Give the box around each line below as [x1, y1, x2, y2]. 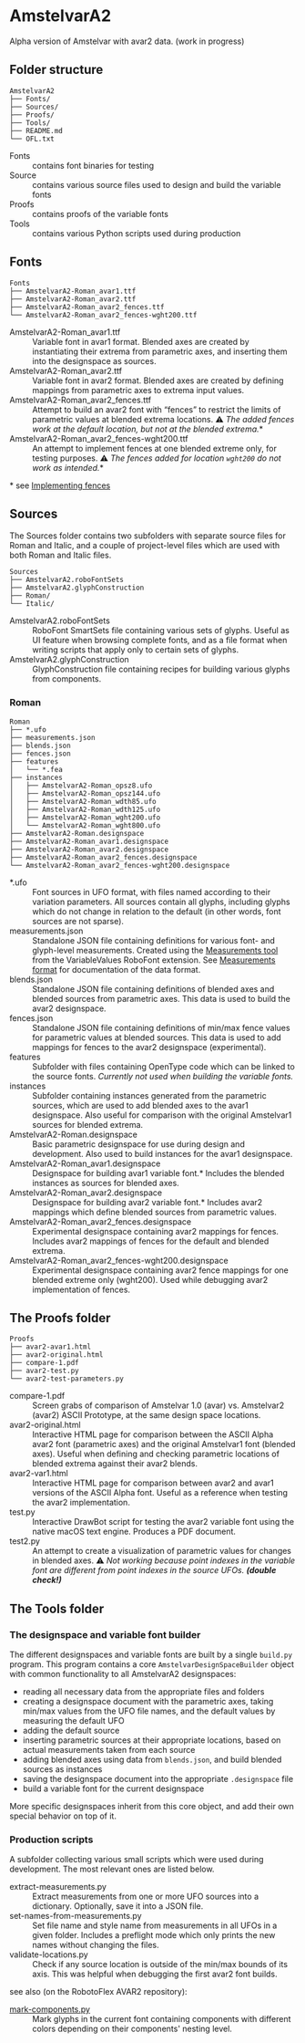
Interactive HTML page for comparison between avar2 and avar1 [32, 1477, 275, 1488]
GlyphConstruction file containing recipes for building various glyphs [32, 663, 290, 675]
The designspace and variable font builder [9, 1628, 201, 1641]
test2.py [9, 1536, 41, 1547]
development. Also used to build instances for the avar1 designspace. [32, 1148, 293, 1159]
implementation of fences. [32, 1284, 130, 1295]
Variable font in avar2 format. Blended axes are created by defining [32, 375, 284, 386]
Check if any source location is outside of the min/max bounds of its [32, 1959, 289, 1970]
